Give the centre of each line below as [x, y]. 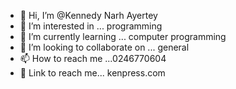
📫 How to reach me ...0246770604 [93, 58]
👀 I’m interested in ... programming [91, 26]
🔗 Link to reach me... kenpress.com [92, 73]
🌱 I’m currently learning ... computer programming [123, 36]
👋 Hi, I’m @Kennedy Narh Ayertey [88, 15]
